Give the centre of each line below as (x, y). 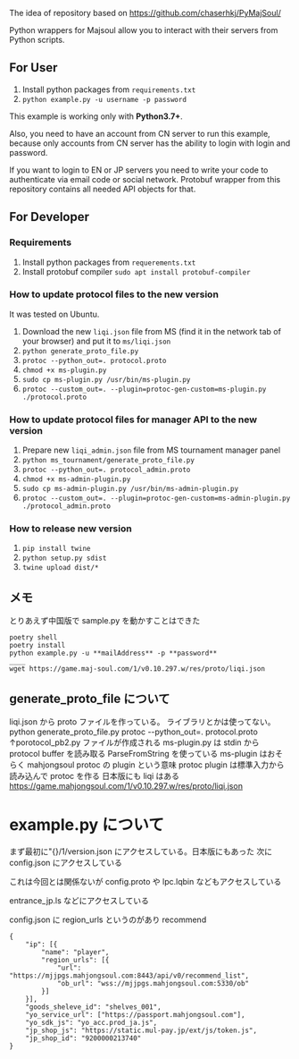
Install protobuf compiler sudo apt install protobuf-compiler (137, 271)
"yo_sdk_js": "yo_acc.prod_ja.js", (91, 1022)
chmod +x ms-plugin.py (64, 370)
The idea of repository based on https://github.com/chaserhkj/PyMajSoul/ (145, 13)
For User (33, 68)
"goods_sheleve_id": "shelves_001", (94, 1007)
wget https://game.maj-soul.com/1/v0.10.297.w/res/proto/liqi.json (137, 669)
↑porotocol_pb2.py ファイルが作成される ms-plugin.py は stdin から (134, 742)
